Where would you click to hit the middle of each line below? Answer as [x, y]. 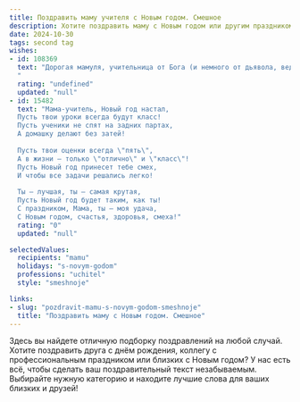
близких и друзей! [44, 389]
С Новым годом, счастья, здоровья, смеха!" [99, 217]
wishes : [24, 51]
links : [21, 299]
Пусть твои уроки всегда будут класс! [90, 117]
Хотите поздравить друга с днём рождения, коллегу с [113, 350]
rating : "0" [40, 225]
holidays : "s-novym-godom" [67, 266]
